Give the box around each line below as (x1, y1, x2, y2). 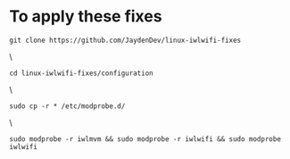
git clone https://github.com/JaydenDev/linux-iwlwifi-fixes (9, 36, 242, 45)
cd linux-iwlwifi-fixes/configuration (9, 69, 153, 78)
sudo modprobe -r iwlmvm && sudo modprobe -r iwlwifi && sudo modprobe (9, 134, 281, 144)
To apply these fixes (9, 6, 162, 27)
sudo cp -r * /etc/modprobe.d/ (9, 101, 126, 111)
